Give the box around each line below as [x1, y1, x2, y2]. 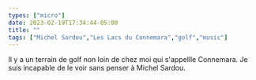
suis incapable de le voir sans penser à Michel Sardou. [8, 64, 186, 73]
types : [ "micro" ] [8, 11, 66, 20]
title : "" [8, 26, 41, 34]
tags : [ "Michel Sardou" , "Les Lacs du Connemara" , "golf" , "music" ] [8, 33, 228, 42]
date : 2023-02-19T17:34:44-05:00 [8, 19, 119, 27]
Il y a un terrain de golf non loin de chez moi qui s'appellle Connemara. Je [8, 55, 248, 64]
